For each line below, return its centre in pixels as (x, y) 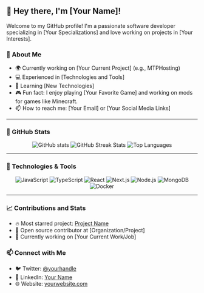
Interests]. (19, 39)
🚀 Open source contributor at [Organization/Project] (80, 230)
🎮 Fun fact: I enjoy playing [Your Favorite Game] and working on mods (104, 93)
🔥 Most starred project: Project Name (62, 223)
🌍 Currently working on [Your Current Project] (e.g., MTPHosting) (98, 68)
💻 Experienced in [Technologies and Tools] (70, 77)
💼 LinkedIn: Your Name (44, 277)
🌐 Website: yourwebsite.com (51, 284)
